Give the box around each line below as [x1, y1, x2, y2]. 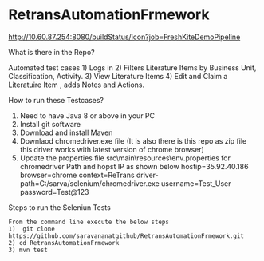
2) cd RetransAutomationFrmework [8, 239, 120, 247]
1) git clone [8, 225, 56, 233]
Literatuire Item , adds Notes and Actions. [8, 80, 145, 89]
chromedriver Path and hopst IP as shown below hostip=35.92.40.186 [19, 161, 249, 171]
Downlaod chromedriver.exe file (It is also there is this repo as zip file [19, 136, 247, 145]
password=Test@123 [19, 187, 89, 196]
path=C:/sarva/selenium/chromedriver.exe [19, 178, 160, 188]
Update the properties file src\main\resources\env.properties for [19, 153, 231, 163]
